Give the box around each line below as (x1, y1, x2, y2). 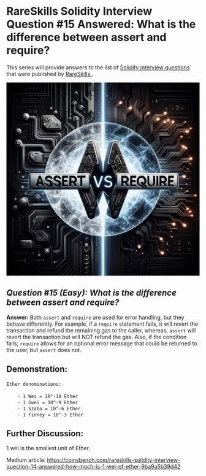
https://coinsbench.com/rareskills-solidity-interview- (47, 456, 181, 464)
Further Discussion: (6, 428, 84, 439)
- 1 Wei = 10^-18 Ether (17, 393, 78, 399)
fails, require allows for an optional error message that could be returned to (6, 339, 197, 347)
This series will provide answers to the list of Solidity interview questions (6, 63, 190, 71)
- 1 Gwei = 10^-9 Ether (17, 399, 78, 405)
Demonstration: (6, 364, 68, 375)
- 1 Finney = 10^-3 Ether (17, 412, 84, 418)
